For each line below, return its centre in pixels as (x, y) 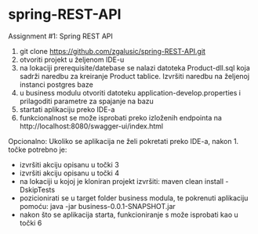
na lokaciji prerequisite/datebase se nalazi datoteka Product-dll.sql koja (135, 67)
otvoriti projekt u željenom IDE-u (72, 59)
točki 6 (31, 223)
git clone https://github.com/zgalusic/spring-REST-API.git (113, 51)
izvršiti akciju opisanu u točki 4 (69, 173)
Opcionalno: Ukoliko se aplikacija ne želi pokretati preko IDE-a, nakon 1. (124, 141)
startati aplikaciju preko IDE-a (67, 109)
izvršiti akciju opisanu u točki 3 (69, 164)
